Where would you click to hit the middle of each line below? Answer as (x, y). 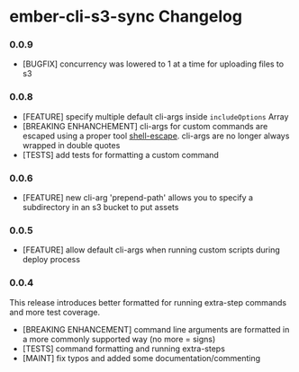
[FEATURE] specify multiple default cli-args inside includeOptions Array (155, 116)
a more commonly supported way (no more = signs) (119, 339)
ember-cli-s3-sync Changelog (126, 17)
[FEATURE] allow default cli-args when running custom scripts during (151, 250)
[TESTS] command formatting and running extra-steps (123, 349)
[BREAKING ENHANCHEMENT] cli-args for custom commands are (145, 126)
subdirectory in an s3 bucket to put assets (100, 208)
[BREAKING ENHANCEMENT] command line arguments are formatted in (156, 329)
